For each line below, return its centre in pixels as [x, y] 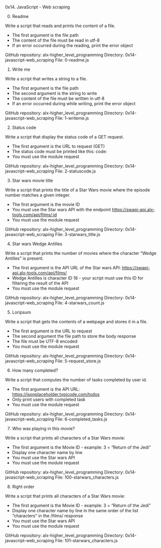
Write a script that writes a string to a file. [46, 79]
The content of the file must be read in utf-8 [56, 40]
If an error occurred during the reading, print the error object [72, 45]
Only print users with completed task [49, 399]
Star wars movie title [32, 180]
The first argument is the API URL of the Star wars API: [66, 268]
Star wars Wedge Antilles [37, 244]
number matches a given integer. [38, 195]
